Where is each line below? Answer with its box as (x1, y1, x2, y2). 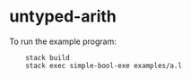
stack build (25, 53, 70, 62)
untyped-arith (9, 6, 117, 27)
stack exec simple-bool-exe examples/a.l (25, 61, 182, 70)
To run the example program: (9, 36, 117, 47)
